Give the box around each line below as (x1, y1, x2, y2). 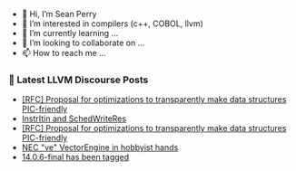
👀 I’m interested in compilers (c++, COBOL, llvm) (21, 18, 203, 29)
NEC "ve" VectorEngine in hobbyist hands (21, 142, 179, 153)
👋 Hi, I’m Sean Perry (21, 9, 97, 19)
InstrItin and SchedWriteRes (21, 113, 127, 124)
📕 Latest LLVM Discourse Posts (8, 73, 149, 86)
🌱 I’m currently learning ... (21, 28, 119, 38)
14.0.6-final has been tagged (21, 152, 130, 163)
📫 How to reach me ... (21, 48, 106, 58)
